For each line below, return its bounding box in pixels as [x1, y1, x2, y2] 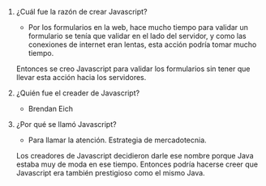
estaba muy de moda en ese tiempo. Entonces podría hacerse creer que [15, 159, 258, 169]
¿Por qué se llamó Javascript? [15, 120, 117, 129]
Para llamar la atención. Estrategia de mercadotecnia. [28, 135, 207, 145]
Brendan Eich [28, 104, 73, 113]
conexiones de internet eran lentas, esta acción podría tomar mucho [28, 40, 257, 49]
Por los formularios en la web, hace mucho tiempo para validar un [28, 23, 249, 32]
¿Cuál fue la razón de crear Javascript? [15, 7, 148, 16]
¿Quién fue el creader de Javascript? [15, 88, 140, 98]
